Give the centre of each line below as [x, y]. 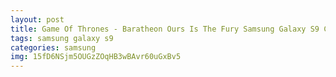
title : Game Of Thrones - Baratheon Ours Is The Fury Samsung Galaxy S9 [165, 29]
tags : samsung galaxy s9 [62, 38]
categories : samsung [53, 47]
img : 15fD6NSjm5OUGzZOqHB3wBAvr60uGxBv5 [96, 57]
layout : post [37, 19]
